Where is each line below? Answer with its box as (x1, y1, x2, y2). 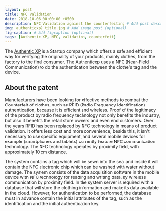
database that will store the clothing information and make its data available (5, 184, 159, 190)
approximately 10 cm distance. (5, 149, 68, 155)
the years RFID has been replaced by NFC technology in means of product (5, 123, 157, 129)
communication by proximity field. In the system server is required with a (5, 179, 154, 185)
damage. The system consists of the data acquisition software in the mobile (5, 169, 160, 175)
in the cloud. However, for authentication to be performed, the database (5, 190, 152, 196)
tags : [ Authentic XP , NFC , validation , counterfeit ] (5, 35, 116, 40)
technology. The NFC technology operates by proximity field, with (5, 143, 139, 149)
